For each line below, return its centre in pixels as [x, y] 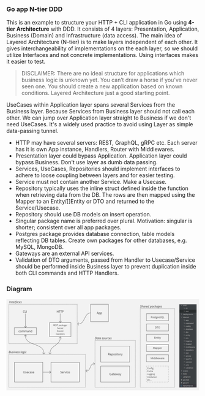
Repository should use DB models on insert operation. [83, 215]
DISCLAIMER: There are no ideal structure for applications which [103, 74]
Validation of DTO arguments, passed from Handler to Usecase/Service [105, 260]
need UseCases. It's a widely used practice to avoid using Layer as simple [100, 124]
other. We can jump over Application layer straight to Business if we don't [99, 118]
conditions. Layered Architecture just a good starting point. [95, 93]
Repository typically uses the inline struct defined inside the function [102, 188]
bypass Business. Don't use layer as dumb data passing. [86, 162]
